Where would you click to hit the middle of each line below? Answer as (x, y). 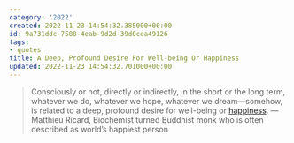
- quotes (25, 50)
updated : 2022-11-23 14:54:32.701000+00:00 (91, 67)
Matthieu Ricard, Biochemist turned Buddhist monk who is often (147, 119)
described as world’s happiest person (99, 129)
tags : (19, 42)
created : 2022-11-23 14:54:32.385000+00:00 (91, 26)
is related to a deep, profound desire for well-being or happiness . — (155, 110)
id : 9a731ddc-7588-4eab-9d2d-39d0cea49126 (89, 34)
